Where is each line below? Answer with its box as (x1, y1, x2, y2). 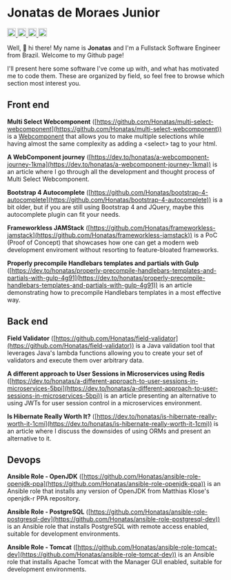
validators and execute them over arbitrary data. (7, 356, 144, 364)
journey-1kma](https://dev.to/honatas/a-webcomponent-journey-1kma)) (7, 160, 212, 168)
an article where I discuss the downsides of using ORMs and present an (7, 427, 212, 435)
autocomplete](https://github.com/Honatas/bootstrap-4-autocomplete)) (7, 195, 212, 204)
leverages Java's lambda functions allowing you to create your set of (7, 349, 203, 357)
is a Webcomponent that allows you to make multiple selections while (7, 132, 205, 140)
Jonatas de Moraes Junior (7, 5, 161, 21)
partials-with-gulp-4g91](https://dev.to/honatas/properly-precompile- (7, 273, 205, 282)
